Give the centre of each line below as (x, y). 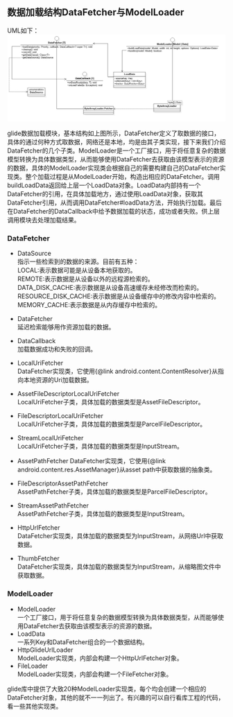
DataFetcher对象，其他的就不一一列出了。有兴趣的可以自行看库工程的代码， (116, 697)
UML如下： (23, 31)
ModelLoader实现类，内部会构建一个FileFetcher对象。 (95, 674)
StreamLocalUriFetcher (50, 438)
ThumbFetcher (38, 559)
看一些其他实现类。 (35, 706)
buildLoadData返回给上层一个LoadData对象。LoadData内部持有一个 (104, 185)
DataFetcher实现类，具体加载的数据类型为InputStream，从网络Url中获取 (120, 536)
